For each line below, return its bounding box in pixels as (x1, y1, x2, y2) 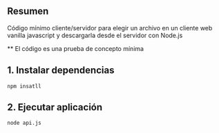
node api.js (7, 120, 41, 127)
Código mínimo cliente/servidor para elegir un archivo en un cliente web (7, 23, 213, 32)
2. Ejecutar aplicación (7, 101, 103, 113)
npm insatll (7, 83, 41, 90)
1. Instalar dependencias (7, 65, 115, 76)
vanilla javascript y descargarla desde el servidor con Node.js (7, 31, 183, 39)
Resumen (7, 6, 49, 17)
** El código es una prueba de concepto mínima (7, 44, 144, 52)
